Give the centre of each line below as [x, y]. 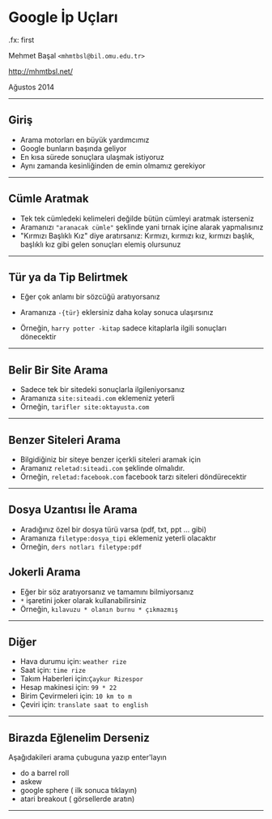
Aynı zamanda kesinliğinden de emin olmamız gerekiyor [113, 166]
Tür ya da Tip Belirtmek [68, 277]
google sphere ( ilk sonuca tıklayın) [79, 791]
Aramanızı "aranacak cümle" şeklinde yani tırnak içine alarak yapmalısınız [142, 226]
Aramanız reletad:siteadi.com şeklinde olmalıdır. [102, 468]
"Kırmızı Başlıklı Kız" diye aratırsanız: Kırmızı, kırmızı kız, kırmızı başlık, [137, 235]
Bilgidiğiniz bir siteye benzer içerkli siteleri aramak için [110, 459]
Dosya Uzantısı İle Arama [73, 510]
